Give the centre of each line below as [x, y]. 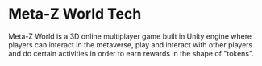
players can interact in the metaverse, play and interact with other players [131, 44]
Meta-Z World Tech [75, 14]
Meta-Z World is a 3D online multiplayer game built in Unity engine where [130, 36]
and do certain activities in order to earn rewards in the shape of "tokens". [131, 53]
